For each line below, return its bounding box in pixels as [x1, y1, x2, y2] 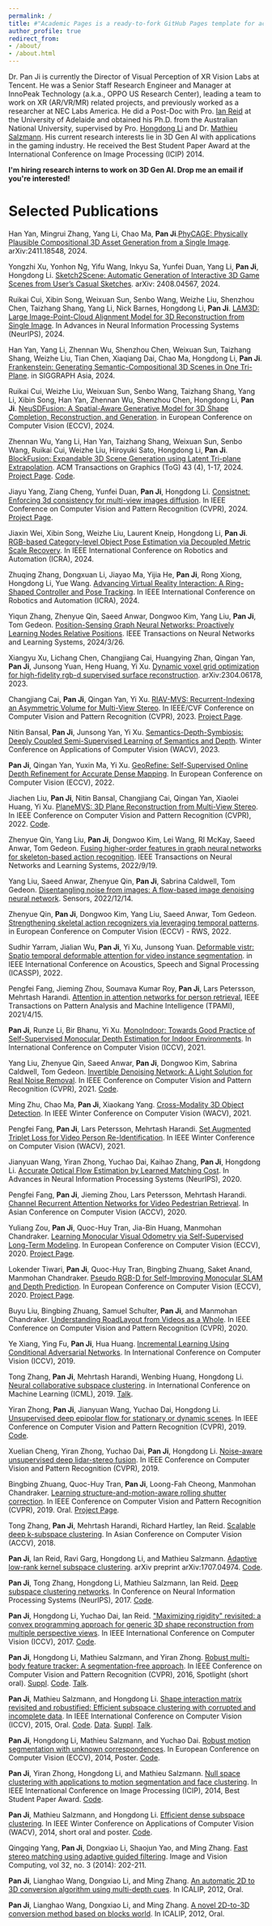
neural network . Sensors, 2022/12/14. [8, 893, 134, 903]
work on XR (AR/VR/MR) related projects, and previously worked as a [8, 98, 239, 107]
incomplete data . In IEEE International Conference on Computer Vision [8, 1711, 242, 1721]
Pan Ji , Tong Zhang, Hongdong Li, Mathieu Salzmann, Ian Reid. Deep [8, 1577, 239, 1587]
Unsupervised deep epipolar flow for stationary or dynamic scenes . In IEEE [8, 1413, 259, 1423]
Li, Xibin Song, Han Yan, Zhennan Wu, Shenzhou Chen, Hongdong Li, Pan [8, 395, 255, 404]
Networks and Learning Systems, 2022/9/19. [8, 860, 158, 870]
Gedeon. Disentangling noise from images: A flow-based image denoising [8, 884, 255, 894]
